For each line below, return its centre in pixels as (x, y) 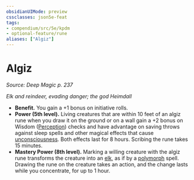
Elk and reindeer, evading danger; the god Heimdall (69, 96)
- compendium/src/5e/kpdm (38, 28)
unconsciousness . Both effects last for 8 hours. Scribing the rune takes (101, 139)
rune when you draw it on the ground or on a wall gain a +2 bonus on (99, 120)
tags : (13, 22)
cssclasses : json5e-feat (37, 17)
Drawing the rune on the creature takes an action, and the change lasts (101, 164)
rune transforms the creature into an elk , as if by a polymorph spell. (97, 158)
